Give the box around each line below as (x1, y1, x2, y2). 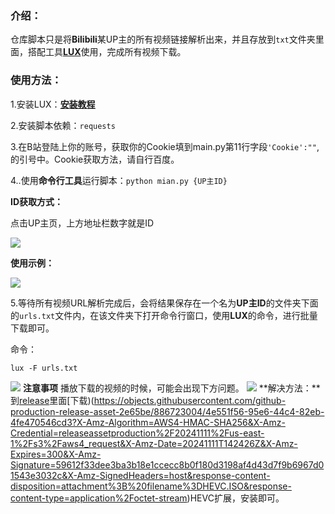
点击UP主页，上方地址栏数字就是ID (10, 217, 155, 229)
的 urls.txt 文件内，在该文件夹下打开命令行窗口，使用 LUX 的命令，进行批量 (10, 309, 318, 321)
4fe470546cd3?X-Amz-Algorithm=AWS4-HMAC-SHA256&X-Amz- (10, 416, 286, 428)
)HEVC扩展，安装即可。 (186, 492, 285, 504)
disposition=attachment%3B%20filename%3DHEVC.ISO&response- (10, 480, 292, 492)
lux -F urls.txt (10, 363, 78, 373)
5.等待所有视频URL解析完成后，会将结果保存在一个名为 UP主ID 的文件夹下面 (10, 297, 319, 309)
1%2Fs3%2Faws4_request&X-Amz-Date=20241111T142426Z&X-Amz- (10, 437, 298, 449)
